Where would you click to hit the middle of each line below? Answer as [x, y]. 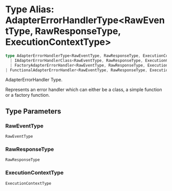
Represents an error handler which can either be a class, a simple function [84, 90]
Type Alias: [30, 9]
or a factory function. [28, 95]
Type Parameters [33, 111]
